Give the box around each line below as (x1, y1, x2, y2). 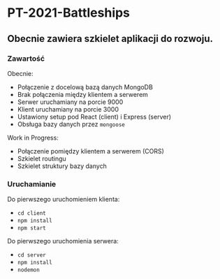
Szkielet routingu (17, 154, 66, 163)
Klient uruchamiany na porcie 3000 (17, 105, 119, 113)
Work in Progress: (7, 133, 59, 142)
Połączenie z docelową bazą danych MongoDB (17, 82, 154, 91)
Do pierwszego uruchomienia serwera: (7, 237, 119, 246)
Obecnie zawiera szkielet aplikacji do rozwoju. (7, 33, 214, 45)
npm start (17, 225, 47, 232)
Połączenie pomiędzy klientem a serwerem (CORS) (17, 146, 164, 155)
